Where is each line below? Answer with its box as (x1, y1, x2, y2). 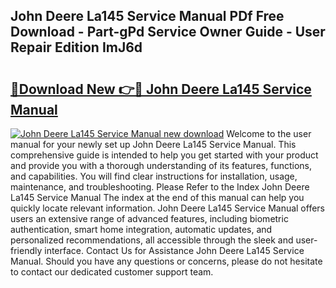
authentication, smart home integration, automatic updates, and (10, 224, 273, 235)
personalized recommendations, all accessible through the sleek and (10, 234, 294, 246)
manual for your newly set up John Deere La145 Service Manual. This (10, 139, 297, 150)
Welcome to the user (226, 128, 312, 139)
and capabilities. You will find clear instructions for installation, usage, (10, 170, 298, 182)
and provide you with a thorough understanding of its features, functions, (10, 160, 313, 171)
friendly (10, 245, 43, 256)
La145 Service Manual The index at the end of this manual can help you (10, 192, 305, 203)
